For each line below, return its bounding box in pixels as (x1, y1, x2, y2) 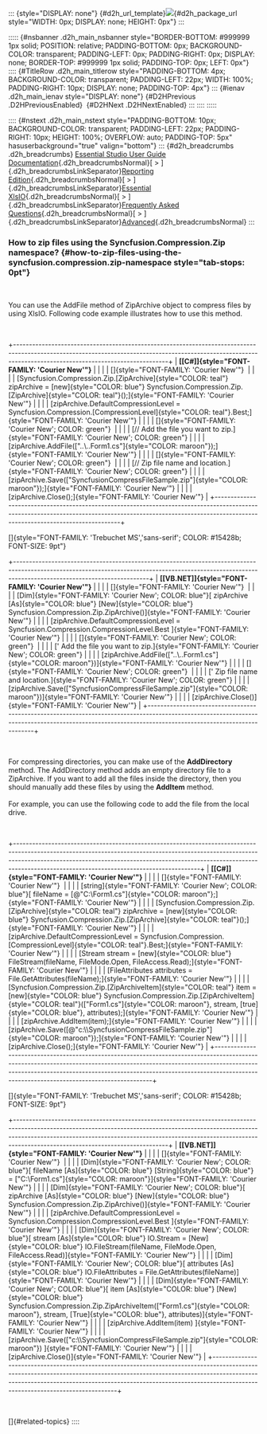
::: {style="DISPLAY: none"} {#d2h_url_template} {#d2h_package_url (8, 9, 238, 18)
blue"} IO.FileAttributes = (62, 1267, 145, 1277)
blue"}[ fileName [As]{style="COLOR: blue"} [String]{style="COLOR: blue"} (8, 1166, 254, 1175)
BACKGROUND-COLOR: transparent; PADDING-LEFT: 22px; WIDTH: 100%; (8, 75, 253, 84)
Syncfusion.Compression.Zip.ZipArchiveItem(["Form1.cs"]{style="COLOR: (8, 1301, 250, 1311)
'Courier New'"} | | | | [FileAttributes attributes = (37, 966, 193, 975)
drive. (8, 808, 28, 817)
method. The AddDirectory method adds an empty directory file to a (8, 766, 231, 775)
